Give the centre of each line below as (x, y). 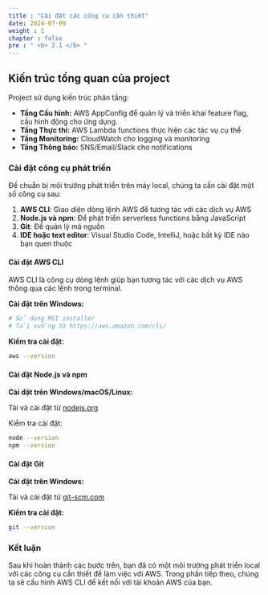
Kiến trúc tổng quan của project (89, 78)
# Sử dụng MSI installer (51, 319)
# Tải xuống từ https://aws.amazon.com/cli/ (87, 326)
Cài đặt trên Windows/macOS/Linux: (71, 392)
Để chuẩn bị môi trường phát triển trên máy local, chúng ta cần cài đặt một (131, 185)
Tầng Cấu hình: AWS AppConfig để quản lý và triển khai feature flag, (134, 112)
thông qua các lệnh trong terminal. (65, 288)
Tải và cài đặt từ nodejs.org (53, 408)
